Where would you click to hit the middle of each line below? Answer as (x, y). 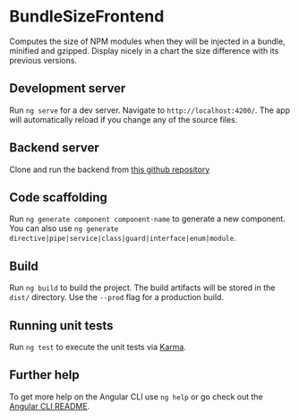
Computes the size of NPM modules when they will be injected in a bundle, (147, 41)
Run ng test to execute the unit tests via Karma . (98, 347)
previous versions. (43, 60)
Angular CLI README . (50, 406)
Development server (68, 88)
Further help (45, 375)
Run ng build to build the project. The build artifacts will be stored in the (142, 287)
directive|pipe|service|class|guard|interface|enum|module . (123, 238)
